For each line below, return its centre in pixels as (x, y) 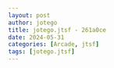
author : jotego (33, 23)
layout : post (29, 15)
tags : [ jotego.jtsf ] (42, 52)
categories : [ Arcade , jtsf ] (54, 45)
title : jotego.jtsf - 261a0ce (57, 30)
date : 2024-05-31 (36, 37)
